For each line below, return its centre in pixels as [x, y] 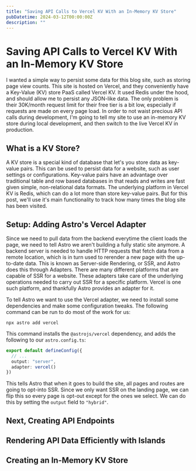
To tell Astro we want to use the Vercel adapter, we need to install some [92, 299]
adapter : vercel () [34, 367]
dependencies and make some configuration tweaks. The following [87, 306]
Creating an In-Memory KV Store [67, 460]
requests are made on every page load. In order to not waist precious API [94, 111]
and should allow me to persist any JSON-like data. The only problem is [92, 99]
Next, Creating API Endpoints [61, 420]
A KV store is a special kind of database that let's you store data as [87, 162]
